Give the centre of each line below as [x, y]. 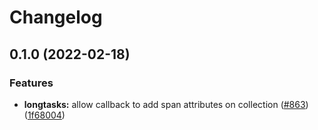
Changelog [56, 17]
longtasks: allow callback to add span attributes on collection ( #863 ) [166, 104]
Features [31, 83]
